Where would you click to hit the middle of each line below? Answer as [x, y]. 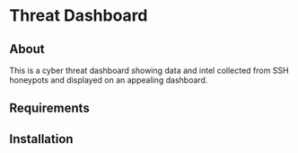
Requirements [49, 108]
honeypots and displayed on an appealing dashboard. [109, 80]
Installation [41, 139]
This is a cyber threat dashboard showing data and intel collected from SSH [149, 70]
